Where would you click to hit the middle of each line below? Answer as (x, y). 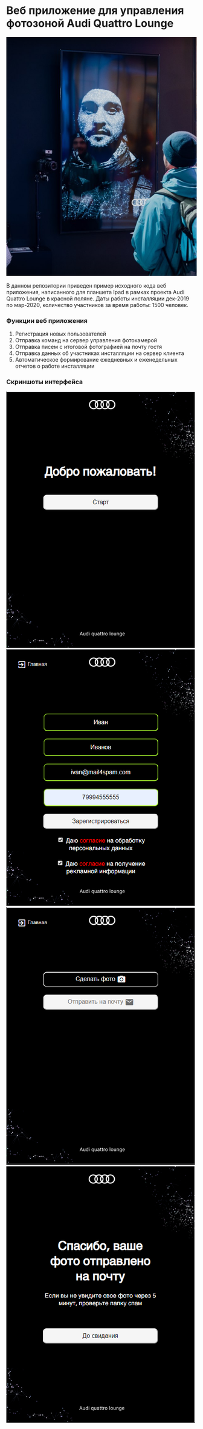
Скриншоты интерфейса (45, 382)
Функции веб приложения (47, 320)
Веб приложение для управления (95, 11)
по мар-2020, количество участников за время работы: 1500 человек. (97, 305)
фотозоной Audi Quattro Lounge (90, 23)
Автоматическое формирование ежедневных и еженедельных (96, 360)
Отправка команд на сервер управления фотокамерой (86, 340)
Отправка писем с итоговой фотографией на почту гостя (88, 347)
